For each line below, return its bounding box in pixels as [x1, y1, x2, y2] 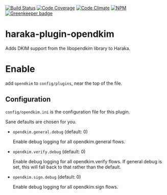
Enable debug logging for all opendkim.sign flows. [12, 184, 118, 190]
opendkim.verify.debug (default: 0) [12, 148, 86, 154]
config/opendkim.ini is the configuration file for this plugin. [5, 108, 130, 115]
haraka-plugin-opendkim [5, 28, 115, 40]
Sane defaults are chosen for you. [5, 119, 77, 125]
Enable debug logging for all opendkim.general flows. [12, 139, 126, 145]
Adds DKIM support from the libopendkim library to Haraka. [5, 45, 131, 51]
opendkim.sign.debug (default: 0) [12, 173, 81, 180]
